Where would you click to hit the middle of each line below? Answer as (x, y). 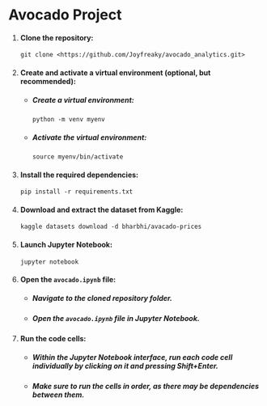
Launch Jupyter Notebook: (66, 244)
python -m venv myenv (68, 119)
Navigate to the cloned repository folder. (102, 298)
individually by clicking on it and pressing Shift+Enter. (125, 366)
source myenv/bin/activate (78, 156)
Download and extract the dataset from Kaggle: (102, 209)
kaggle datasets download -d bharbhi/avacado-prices (111, 227)
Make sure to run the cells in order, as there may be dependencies (146, 387)
